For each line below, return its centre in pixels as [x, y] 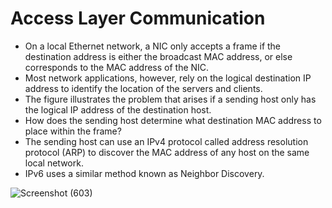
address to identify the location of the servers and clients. [143, 88]
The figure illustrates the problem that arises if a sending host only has [170, 99]
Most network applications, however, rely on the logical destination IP [168, 78]
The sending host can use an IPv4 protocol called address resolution [166, 141]
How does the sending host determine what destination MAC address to [173, 120]
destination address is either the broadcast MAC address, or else [158, 56]
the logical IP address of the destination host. [118, 109]
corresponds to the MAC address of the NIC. [117, 67]
